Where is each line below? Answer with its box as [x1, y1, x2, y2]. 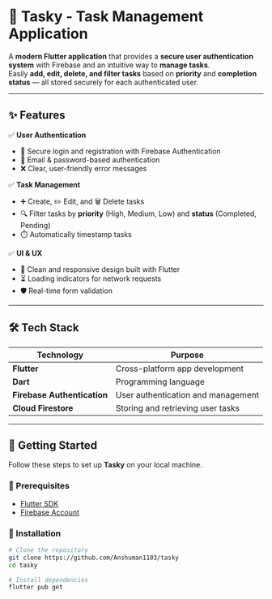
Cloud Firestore [12, 402, 74, 413]
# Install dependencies [8, 575, 89, 584]
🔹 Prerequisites [8, 480, 70, 492]
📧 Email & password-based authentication [19, 154, 160, 165]
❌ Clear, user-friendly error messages [19, 163, 147, 173]
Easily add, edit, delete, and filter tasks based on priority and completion [8, 68, 257, 78]
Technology [36, 349, 83, 360]
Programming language [115, 376, 205, 387]
